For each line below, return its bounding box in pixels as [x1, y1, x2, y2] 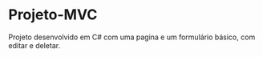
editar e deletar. [8, 40, 61, 50]
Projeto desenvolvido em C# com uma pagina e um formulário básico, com [8, 32, 256, 42]
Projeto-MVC [8, 6, 98, 24]
